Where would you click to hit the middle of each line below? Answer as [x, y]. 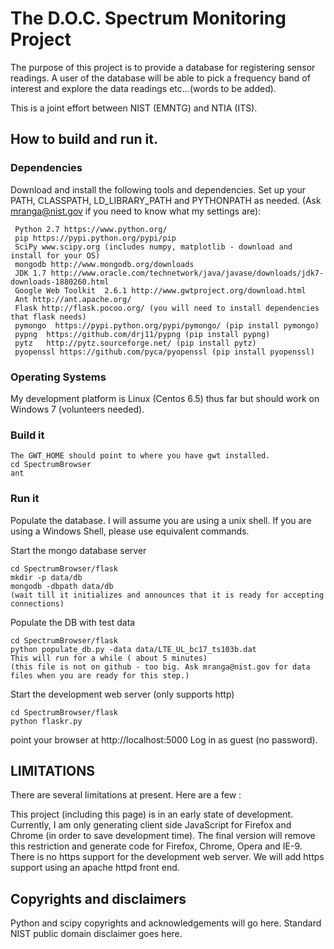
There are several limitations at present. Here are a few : [126, 795]
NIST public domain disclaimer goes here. [96, 934]
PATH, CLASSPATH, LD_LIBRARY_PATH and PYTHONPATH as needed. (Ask [166, 200]
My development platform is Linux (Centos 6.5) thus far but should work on [165, 398]
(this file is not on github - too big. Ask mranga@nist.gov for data [160, 667]
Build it [27, 435]
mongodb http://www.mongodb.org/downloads [104, 264]
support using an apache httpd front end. [95, 868]
